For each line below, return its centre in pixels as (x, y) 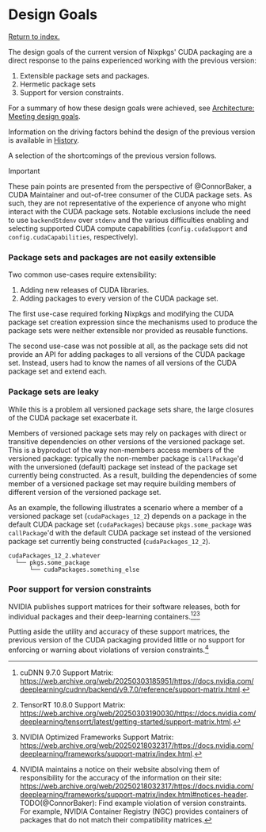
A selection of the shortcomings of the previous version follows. (112, 155)
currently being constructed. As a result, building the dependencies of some (133, 475)
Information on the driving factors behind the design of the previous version (132, 132)
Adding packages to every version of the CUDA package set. (119, 298)
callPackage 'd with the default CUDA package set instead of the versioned (130, 532)
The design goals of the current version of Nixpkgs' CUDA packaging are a (130, 52)
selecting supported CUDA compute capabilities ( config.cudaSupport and (128, 228)
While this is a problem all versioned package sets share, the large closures (131, 409)
